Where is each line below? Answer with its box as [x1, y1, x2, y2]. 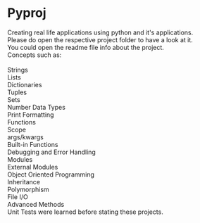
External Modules [7, 163, 58, 171]
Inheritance [7, 177, 41, 186]
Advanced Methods [7, 200, 65, 208]
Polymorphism [7, 185, 49, 193]
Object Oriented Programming [7, 170, 95, 179]
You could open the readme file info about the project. [7, 43, 164, 51]
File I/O [7, 192, 28, 201]
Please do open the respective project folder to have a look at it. [7, 35, 194, 44]
